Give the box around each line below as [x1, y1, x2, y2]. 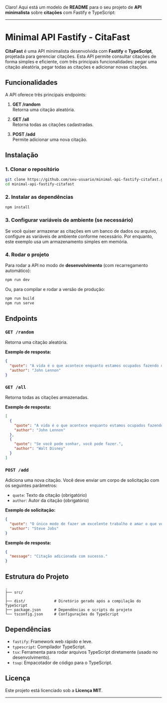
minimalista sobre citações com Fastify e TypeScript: [5, 9, 116, 15]
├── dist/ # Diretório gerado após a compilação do [5, 599, 141, 604]
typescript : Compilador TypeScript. [12, 644, 86, 650]
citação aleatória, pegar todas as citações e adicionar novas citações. [5, 64, 148, 70]
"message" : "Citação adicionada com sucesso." [9, 554, 108, 559]
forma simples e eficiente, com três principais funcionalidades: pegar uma [5, 58, 158, 64]
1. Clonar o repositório [5, 166, 60, 173]
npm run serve [5, 300, 35, 305]
